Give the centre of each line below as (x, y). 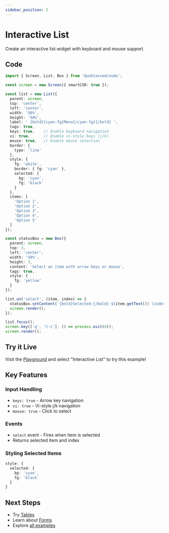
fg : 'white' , (28, 164)
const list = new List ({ (31, 94)
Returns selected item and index (46, 440)
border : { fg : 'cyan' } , (40, 169)
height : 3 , (21, 262)
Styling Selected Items (33, 453)
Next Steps (23, 503)
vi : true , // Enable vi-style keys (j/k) (59, 136)
